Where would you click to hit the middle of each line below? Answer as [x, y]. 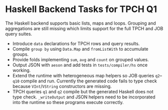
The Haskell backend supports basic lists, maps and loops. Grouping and [81, 23]
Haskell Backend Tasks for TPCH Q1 [81, 9]
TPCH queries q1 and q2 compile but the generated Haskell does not [83, 91]
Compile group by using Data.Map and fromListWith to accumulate [80, 49]
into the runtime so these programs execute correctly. [68, 102]
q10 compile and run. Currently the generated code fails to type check [85, 81]
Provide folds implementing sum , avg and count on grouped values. [80, 59]
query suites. [19, 34]
